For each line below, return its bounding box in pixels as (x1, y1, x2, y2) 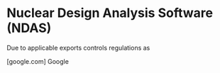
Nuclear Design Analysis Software (6, 5, 214, 21)
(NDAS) (6, 20, 52, 36)
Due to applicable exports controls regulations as (6, 43, 150, 52)
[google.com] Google (6, 57, 69, 65)
